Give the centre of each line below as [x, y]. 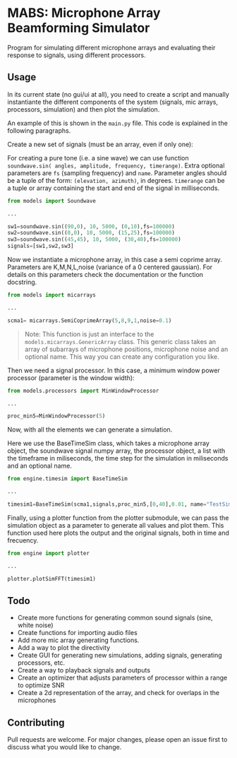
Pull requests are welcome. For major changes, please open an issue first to [117, 740]
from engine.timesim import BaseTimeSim [68, 479]
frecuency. [23, 540]
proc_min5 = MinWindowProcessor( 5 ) [56, 416]
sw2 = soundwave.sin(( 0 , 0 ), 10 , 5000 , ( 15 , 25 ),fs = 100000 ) [91, 233]
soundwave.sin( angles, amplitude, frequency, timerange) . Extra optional [116, 165]
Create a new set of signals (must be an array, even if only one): [101, 144]
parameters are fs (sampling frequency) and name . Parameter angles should [117, 173]
